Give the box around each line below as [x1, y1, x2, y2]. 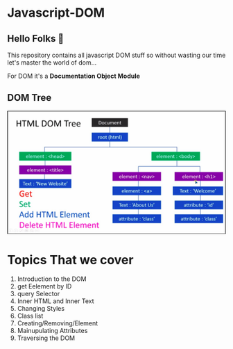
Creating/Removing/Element [17, 319, 98, 327]
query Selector [17, 290, 60, 298]
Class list [17, 311, 44, 320]
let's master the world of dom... [7, 58, 97, 67]
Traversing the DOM [17, 334, 75, 342]
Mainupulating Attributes [17, 327, 88, 335]
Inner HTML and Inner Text [17, 297, 95, 305]
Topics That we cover [7, 252, 134, 268]
